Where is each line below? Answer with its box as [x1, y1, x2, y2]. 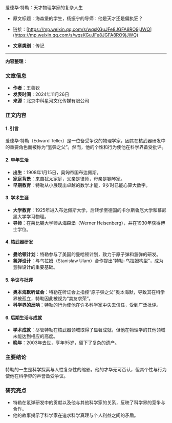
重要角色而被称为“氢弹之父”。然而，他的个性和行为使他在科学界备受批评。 [9, 144, 166, 150]
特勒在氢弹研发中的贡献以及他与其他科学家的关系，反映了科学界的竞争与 [12, 399, 165, 406]
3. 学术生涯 [5, 195, 29, 201]
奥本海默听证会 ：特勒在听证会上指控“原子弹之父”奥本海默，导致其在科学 [12, 289, 165, 295]
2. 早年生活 [5, 157, 29, 163]
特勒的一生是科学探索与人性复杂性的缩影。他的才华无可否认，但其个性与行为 [5, 366, 167, 372]
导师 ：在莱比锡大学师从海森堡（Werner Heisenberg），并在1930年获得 [12, 220, 161, 226]
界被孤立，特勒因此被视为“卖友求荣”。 [12, 295, 94, 302]
